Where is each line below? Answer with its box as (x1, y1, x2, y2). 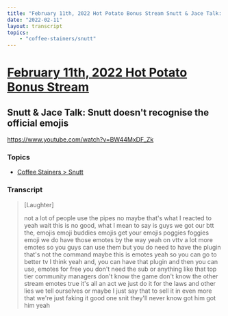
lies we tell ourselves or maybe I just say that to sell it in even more (23, 287, 212, 295)
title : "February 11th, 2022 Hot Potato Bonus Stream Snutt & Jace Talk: (7, 10, 223, 17)
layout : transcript (7, 23, 63, 29)
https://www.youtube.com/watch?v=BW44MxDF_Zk (7, 135, 154, 144)
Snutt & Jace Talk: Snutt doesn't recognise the (7, 107, 210, 118)
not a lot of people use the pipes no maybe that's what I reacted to (23, 213, 212, 222)
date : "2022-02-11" (7, 16, 63, 23)
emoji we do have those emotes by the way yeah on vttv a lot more (23, 235, 214, 243)
